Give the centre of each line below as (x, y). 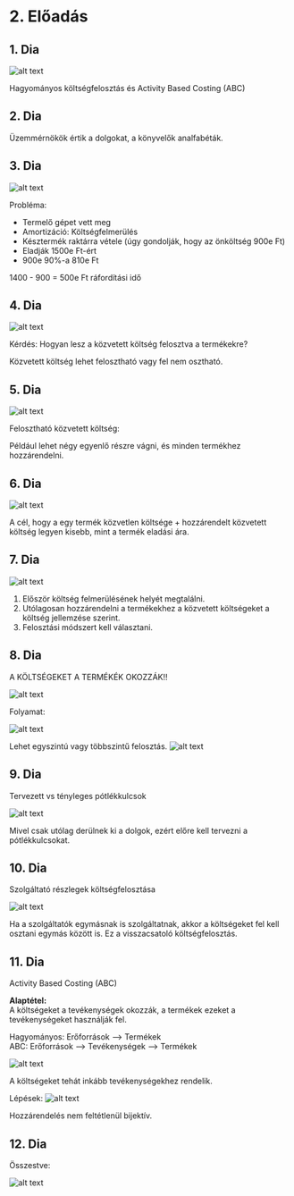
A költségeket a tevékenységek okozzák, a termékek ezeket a (122, 1010)
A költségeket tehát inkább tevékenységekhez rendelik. (111, 1081)
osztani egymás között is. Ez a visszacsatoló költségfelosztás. (124, 934)
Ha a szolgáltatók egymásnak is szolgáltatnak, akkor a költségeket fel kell (144, 924)
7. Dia (25, 560)
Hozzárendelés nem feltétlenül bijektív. (81, 1116)
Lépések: (26, 1099)
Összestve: (30, 1165)
